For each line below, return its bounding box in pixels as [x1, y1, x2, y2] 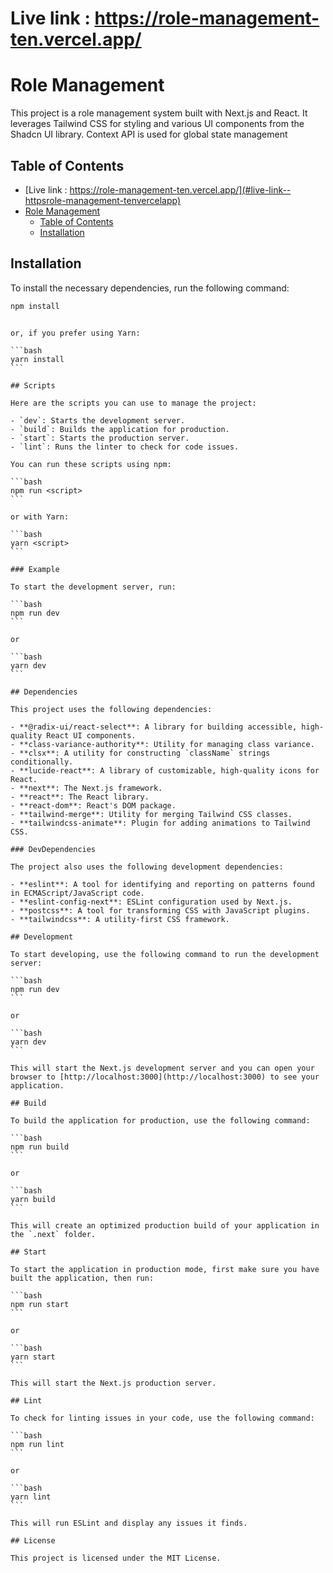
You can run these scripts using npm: [10, 459, 172, 469]
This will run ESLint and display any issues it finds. [10, 1518, 248, 1528]
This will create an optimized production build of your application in [10, 1220, 320, 1231]
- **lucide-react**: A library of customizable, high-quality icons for [10, 765, 320, 776]
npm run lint [10, 1439, 65, 1449]
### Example [10, 564, 60, 574]
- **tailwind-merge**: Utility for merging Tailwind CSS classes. [10, 809, 293, 819]
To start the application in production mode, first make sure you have [10, 1264, 320, 1274]
